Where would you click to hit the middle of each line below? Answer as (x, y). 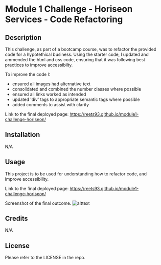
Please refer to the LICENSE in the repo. (45, 258)
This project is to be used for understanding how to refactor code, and (76, 174)
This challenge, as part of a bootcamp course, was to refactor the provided (81, 49)
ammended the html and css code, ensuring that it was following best (75, 60)
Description (23, 37)
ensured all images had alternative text (51, 84)
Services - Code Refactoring (64, 19)
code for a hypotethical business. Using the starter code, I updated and (77, 54)
